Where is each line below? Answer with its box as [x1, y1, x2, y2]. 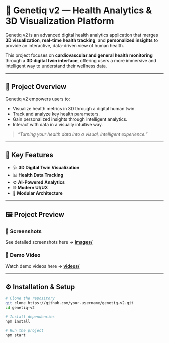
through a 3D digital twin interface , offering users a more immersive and [5, 57, 157, 63]
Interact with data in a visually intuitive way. [12, 121, 103, 127]
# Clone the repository [5, 296, 55, 301]
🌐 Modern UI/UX [12, 184, 48, 190]
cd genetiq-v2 [5, 305, 35, 310]
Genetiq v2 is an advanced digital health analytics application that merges [5, 32, 158, 38]
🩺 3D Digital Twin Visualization [12, 164, 80, 170]
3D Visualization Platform [5, 15, 114, 27]
